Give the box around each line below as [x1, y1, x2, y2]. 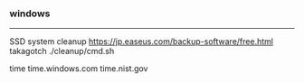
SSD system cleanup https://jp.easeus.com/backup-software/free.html [9, 36, 274, 47]
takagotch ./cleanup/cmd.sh [9, 46, 115, 57]
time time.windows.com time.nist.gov [9, 63, 148, 74]
